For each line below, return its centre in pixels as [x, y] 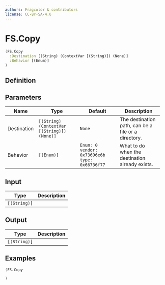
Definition [20, 81]
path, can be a [136, 126]
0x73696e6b [93, 155]
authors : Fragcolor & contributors [41, 10]
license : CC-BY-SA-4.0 [28, 14]
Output [16, 220]
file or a [128, 132]
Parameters [23, 97]
